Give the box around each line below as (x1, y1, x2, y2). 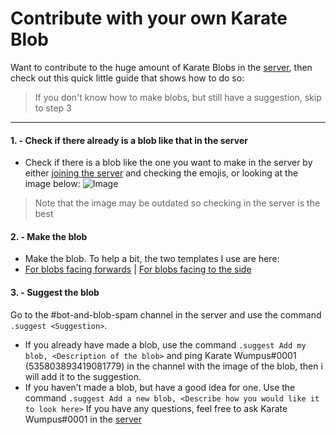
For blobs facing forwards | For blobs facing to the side (24, 263, 252, 276)
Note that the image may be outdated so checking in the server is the (34, 197, 321, 209)
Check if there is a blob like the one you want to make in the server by (24, 157, 313, 169)
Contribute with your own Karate (10, 7, 288, 30)
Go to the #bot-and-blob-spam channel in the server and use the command (10, 308, 322, 321)
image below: (24, 178, 81, 190)
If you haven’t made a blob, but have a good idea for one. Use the (24, 381, 296, 393)
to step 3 (34, 102, 72, 114)
